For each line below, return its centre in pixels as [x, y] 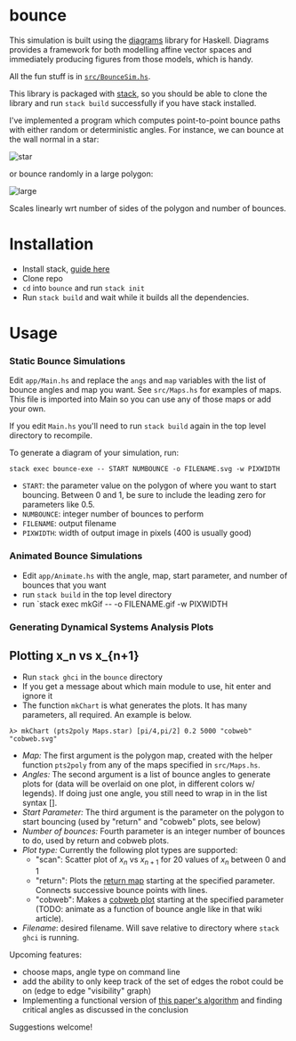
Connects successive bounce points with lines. [121, 891]
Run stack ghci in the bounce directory [92, 677]
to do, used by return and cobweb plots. [96, 841]
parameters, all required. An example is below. [107, 715]
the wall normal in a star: [54, 139]
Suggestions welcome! [51, 1027]
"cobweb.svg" [33, 739]
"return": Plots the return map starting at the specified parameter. [155, 881]
